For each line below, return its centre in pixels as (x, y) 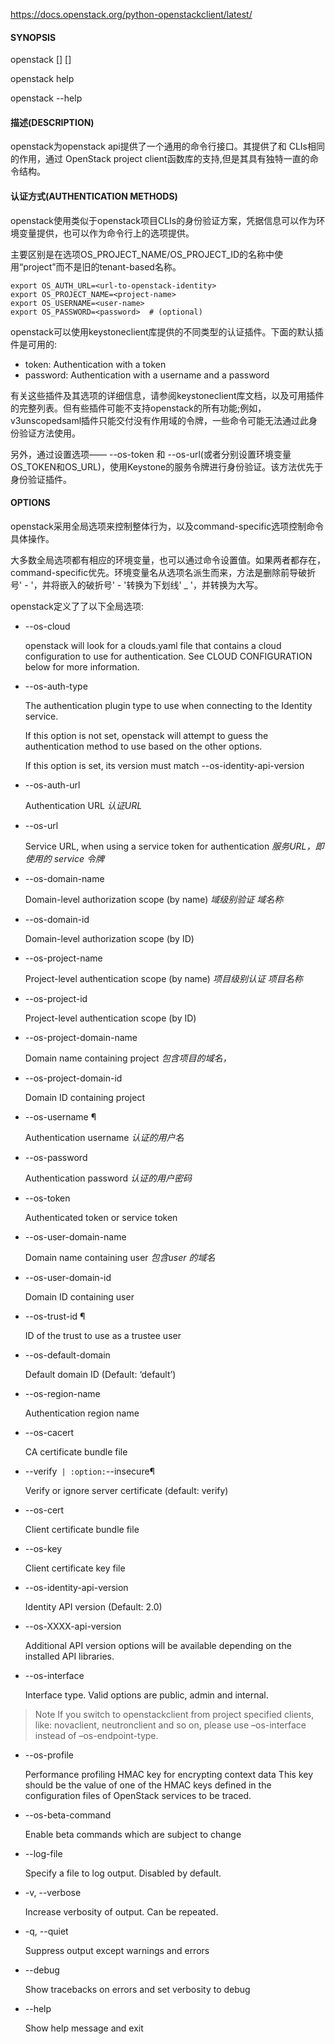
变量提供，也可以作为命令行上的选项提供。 (106, 233)
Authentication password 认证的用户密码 (108, 1178)
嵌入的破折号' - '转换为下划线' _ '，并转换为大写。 (161, 585)
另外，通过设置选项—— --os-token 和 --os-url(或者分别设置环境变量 (151, 454)
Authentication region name (82, 1413)
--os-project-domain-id (73, 1078)
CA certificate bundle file (76, 1451)
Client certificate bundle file (82, 1529)
